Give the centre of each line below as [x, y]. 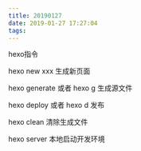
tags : [17, 30]
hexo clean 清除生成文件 [48, 122]
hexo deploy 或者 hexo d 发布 [57, 105]
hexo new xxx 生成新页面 [49, 71]
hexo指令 [23, 54]
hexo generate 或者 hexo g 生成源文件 [70, 88]
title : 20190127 [35, 16]
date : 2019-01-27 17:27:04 [53, 23]
